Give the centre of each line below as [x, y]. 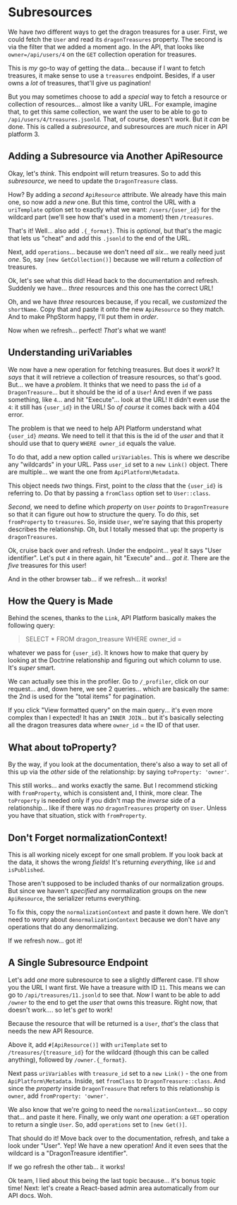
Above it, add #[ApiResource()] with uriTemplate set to [88, 1044]
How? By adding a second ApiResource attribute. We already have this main [117, 194]
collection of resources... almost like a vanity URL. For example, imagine [113, 104]
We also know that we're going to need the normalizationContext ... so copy [118, 1109]
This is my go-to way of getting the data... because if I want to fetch [107, 68]
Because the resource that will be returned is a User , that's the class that [114, 1023]
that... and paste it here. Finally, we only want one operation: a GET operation [119, 1117]
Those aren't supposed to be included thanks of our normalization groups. [116, 883]
